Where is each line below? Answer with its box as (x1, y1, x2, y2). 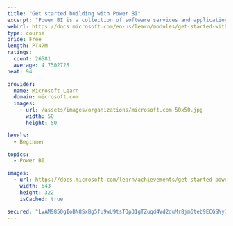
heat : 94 (7, 68, 33, 75)
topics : (7, 150, 30, 158)
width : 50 (25, 113, 54, 120)
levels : (7, 132, 30, 139)
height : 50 (25, 119, 58, 126)
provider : (7, 80, 36, 87)
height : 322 (19, 189, 54, 196)
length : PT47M (7, 42, 49, 49)
